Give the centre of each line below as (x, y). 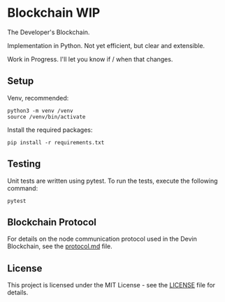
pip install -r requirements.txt (56, 142)
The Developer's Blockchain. (49, 32)
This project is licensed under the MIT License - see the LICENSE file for (111, 285)
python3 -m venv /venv (40, 111)
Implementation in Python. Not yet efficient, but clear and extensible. (106, 45)
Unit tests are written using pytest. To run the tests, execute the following (112, 181)
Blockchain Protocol (52, 222)
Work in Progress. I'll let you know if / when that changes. (90, 59)
